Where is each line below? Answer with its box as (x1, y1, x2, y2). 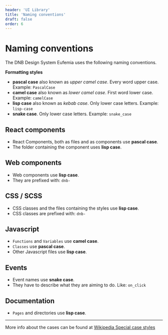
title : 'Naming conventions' (5, 12, 66, 17)
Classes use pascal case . (12, 244, 65, 250)
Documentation (5, 296, 55, 305)
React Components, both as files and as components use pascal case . (12, 139, 158, 144)
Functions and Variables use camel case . (12, 238, 99, 244)
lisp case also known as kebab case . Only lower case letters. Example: (12, 100, 159, 106)
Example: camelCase (12, 95, 53, 101)
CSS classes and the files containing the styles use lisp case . (12, 205, 139, 211)
